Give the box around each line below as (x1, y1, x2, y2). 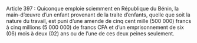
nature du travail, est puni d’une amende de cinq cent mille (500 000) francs (6, 18, 192, 24)
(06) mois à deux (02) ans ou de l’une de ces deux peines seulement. (6, 30, 175, 37)
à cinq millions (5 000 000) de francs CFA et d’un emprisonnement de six (6, 24, 184, 31)
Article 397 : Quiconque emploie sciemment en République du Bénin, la (6, 5, 179, 12)
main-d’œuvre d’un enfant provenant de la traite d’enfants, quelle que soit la (6, 11, 191, 18)
